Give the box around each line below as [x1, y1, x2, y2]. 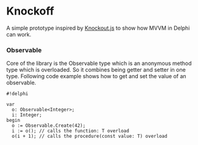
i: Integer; [12, 112, 43, 118]
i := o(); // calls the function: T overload [12, 128, 130, 134]
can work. [6, 30, 32, 38]
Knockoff [6, 4, 55, 18]
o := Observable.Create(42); [12, 123, 86, 129]
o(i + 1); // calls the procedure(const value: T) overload [12, 133, 168, 140]
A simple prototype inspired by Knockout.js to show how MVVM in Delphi [6, 24, 190, 32]
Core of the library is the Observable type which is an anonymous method [6, 59, 192, 67]
